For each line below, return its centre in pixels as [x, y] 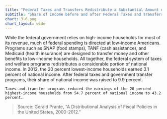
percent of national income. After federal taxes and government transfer [79, 74]
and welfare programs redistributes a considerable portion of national [76, 64]
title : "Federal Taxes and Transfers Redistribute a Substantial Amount [82, 10]
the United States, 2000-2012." [49, 112]
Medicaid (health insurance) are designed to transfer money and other [77, 54]
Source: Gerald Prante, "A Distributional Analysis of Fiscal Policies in [87, 107]
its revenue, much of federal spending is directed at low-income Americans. [83, 43]
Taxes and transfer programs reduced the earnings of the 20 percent [79, 89]
